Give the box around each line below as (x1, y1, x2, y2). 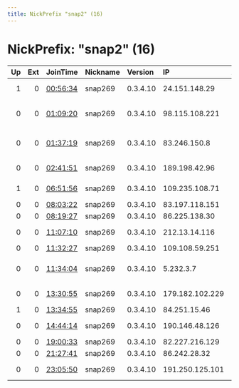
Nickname (85, 67, 120, 77)
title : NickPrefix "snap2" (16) (7, 10, 103, 18)
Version (127, 67, 154, 77)
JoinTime (46, 67, 78, 77)
